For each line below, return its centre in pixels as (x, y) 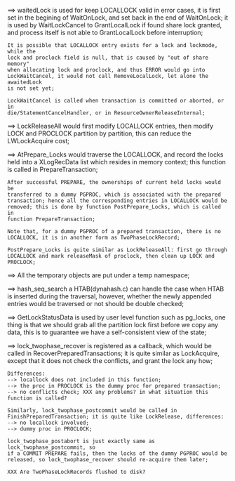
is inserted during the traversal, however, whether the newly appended (109, 296)
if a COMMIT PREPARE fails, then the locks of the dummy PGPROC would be (117, 454)
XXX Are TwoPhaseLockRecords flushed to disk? (76, 472)
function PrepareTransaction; (52, 219)
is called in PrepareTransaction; (53, 169)
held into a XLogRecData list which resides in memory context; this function (117, 162)
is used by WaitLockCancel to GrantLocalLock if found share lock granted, (115, 25)
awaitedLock (25, 82)
